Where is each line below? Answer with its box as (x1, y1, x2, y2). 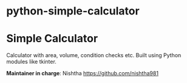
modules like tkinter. (6, 58, 56, 66)
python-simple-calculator (6, 4, 140, 18)
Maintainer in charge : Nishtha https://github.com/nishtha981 (6, 70, 159, 77)
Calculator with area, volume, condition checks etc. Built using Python (6, 52, 182, 59)
